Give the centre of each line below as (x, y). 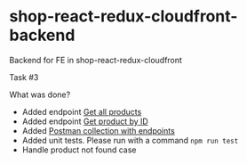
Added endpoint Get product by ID (85, 121)
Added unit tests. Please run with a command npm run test (130, 140)
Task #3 (24, 77)
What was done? (40, 94)
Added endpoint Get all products (82, 111)
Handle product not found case (79, 150)
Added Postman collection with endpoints (98, 130)
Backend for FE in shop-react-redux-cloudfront (96, 60)
